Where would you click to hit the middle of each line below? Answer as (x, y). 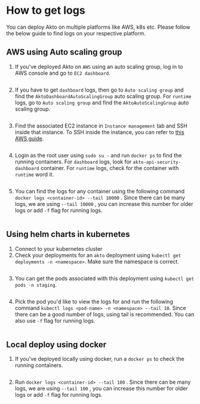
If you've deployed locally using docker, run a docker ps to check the (99, 359)
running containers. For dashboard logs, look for (73, 162)
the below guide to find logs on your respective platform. (76, 33)
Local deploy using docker (56, 344)
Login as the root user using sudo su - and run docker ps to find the (98, 155)
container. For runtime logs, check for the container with (110, 168)
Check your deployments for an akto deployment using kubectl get (98, 255)
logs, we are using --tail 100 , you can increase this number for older (101, 388)
